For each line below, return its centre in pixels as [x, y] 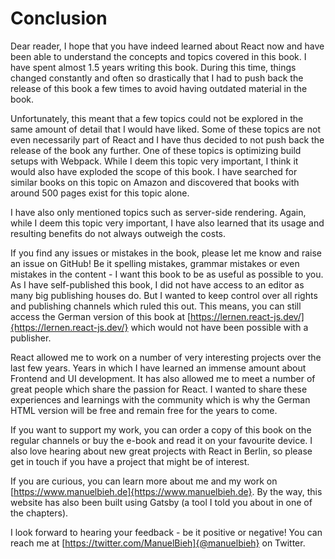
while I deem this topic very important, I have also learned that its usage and [167, 223]
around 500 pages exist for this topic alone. [100, 193]
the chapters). [39, 513]
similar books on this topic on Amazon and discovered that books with [155, 182]
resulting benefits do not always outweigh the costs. [118, 233]
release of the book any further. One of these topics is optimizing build [156, 150]
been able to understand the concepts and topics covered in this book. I [158, 56]
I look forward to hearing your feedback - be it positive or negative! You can [166, 532]
